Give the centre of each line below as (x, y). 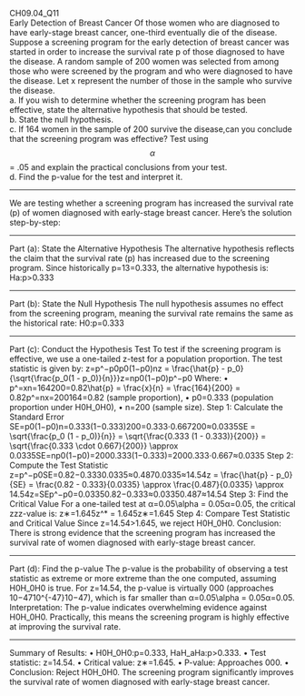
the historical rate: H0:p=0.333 (67, 323)
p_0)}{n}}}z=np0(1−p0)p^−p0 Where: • (155, 378)
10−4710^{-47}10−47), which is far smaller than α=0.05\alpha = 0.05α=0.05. (152, 598)
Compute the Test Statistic (59, 465)
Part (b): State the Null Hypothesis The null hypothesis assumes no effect (147, 303)
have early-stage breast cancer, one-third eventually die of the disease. (143, 32)
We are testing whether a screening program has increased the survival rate (152, 203)
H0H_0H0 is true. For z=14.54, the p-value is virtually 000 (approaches (142, 588)
